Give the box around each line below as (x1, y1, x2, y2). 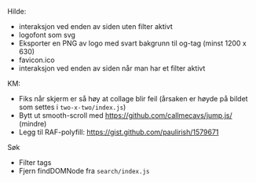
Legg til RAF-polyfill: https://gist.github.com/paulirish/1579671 (18, 127, 219, 137)
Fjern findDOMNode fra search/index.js (18, 167, 150, 175)
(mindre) (18, 119, 47, 128)
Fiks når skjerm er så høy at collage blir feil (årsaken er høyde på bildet (18, 94, 248, 103)
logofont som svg (18, 31, 76, 39)
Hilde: (7, 7, 27, 16)
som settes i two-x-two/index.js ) (18, 102, 126, 112)
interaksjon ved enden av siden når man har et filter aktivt (18, 64, 206, 73)
